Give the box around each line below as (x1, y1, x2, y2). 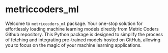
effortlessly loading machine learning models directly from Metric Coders (5, 25, 159, 32)
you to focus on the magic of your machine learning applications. (5, 42, 142, 48)
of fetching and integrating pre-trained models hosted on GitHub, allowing (5, 37, 161, 43)
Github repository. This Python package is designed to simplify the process (5, 31, 163, 37)
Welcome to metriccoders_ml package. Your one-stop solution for (5, 20, 143, 26)
